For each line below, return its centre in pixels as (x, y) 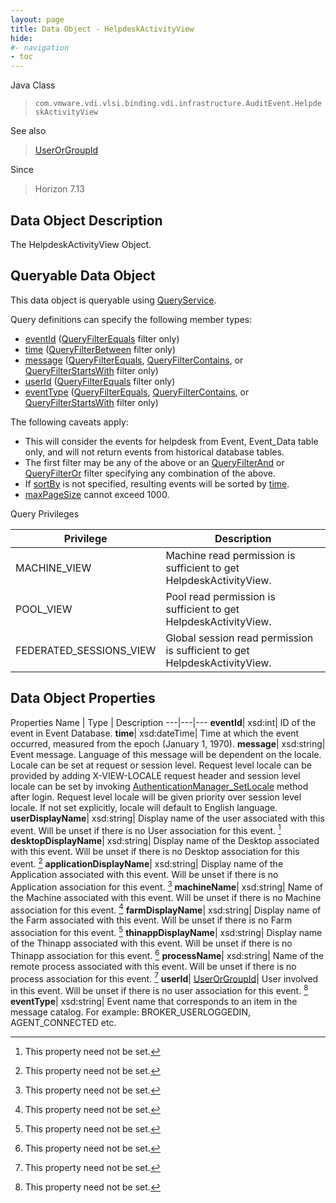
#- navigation (40, 47)
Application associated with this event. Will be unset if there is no (144, 874)
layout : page (37, 19)
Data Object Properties (83, 698)
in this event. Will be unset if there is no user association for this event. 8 (159, 989)
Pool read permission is (220, 596)
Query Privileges (45, 513)
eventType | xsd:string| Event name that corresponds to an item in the (154, 1001)
